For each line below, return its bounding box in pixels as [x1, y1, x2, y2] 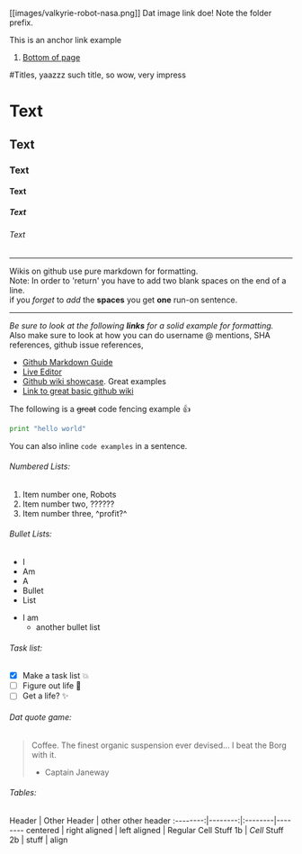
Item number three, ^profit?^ [22, 508, 128, 518]
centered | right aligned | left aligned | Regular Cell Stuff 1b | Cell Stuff [25, 824, 284, 835]
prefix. [9, 17, 34, 28]
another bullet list [35, 621, 101, 633]
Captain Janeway [44, 767, 110, 778]
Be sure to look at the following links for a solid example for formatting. [9, 319, 274, 331]
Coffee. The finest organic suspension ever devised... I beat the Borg [31, 740, 288, 751]
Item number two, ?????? [22, 499, 115, 509]
